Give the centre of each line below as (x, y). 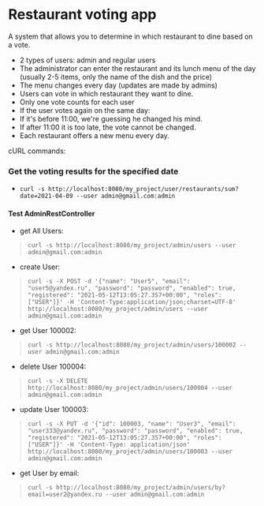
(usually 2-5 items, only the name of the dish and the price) (116, 77)
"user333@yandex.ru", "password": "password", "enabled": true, (135, 431)
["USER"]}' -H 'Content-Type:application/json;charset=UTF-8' (132, 302)
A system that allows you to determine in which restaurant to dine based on (131, 36)
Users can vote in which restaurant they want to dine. (106, 93)
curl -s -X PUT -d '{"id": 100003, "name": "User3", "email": (132, 424)
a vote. (19, 44)
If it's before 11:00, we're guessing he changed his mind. (111, 118)
